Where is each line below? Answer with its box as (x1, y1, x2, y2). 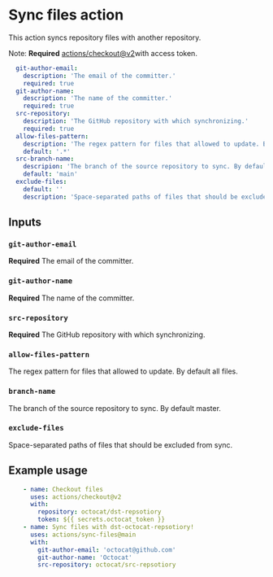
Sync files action (8, 6, 124, 24)
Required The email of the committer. (8, 256, 134, 266)
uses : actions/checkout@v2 (29, 492, 122, 501)
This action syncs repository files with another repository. (8, 33, 201, 42)
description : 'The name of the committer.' (23, 94, 173, 103)
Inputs (8, 216, 42, 229)
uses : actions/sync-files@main (29, 531, 136, 539)
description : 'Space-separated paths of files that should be (23, 193, 238, 201)
